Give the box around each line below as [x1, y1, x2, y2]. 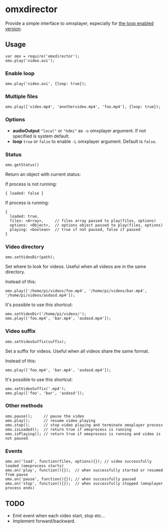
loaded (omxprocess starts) [5, 463, 64, 468]
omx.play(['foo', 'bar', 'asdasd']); [5, 391, 85, 396]
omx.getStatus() [5, 162, 39, 167]
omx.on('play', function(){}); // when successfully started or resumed [5, 468, 163, 473]
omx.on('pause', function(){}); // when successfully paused [5, 476, 136, 482]
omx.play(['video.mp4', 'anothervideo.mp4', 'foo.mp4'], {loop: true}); [5, 105, 161, 110]
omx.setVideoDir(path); [5, 255, 55, 260]
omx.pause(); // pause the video [5, 413, 85, 419]
